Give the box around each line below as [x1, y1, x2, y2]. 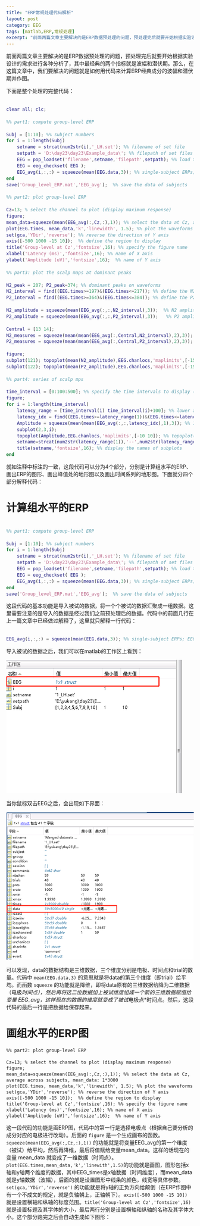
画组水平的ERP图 [6, 1027, 89, 1040]
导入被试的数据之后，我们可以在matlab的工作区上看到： [6, 648, 143, 655]
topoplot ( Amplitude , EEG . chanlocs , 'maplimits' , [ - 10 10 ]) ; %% [17, 433, 169, 439]
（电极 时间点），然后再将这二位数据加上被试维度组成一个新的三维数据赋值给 [6, 989, 192, 996]
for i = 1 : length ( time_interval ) [6, 402, 89, 408]
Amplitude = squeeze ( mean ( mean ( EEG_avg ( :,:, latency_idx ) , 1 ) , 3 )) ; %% [17, 420, 190, 426]
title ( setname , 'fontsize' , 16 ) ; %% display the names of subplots [17, 445, 183, 452]
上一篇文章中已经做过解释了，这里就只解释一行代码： [6, 617, 137, 624]
